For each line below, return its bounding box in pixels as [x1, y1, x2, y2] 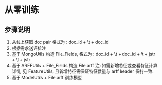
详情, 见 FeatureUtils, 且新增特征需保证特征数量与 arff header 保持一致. [11, 68, 154, 74]
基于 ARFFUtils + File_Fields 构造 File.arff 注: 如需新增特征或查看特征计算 [11, 63, 158, 68]
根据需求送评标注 [11, 45, 46, 51]
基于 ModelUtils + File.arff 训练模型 [11, 75, 82, 80]
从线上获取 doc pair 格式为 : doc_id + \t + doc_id [11, 39, 109, 45]
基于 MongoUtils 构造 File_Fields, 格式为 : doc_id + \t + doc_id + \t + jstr [11, 51, 156, 57]
